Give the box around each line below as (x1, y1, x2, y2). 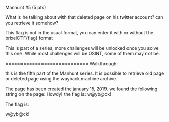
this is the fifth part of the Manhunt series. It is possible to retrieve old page (5, 70, 164, 76)
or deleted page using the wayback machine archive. (5, 76, 117, 82)
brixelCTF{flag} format (5, 35, 53, 41)
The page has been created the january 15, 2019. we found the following (5, 86, 158, 92)
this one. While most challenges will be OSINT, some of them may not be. (5, 51, 160, 56)
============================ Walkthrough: (5, 60, 118, 66)
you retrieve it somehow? (5, 20, 59, 26)
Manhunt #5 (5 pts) (5, 5, 46, 10)
